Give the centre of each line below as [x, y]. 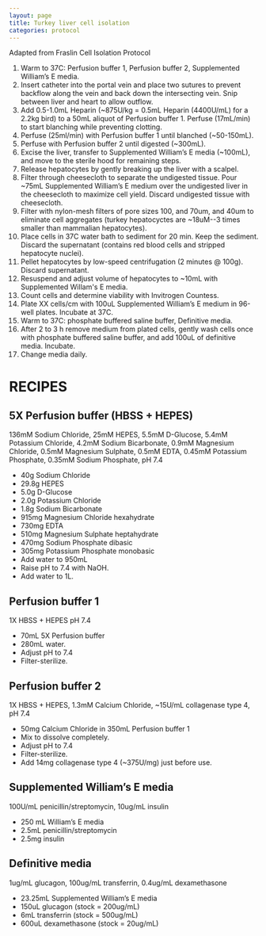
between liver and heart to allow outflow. [87, 102]
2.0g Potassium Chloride [61, 501]
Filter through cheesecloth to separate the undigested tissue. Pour [129, 178]
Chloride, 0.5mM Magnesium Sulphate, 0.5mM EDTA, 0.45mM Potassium [128, 452]
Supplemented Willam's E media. [74, 287]
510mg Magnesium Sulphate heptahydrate [89, 534]
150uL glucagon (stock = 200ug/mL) [80, 906]
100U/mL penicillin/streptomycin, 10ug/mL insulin [89, 806]
